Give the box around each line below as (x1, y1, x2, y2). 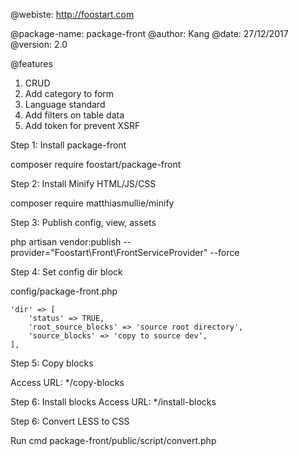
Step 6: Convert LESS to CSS (10, 415, 130, 427)
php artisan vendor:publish (10, 236, 122, 248)
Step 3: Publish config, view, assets (10, 217, 157, 228)
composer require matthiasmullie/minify (10, 197, 175, 209)
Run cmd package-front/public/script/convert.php (10, 435, 217, 446)
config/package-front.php (10, 285, 118, 297)
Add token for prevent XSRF (24, 120, 141, 131)
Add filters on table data (24, 109, 125, 121)
